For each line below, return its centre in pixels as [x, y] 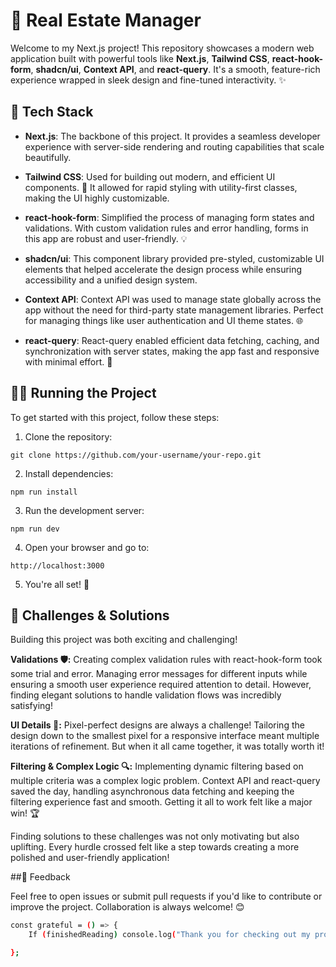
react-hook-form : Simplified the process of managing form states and [169, 217]
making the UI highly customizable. [97, 198]
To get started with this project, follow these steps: [115, 417]
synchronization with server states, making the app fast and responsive [172, 351]
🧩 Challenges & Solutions [90, 615]
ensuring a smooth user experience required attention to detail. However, [161, 685]
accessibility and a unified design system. [111, 280]
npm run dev [35, 529]
